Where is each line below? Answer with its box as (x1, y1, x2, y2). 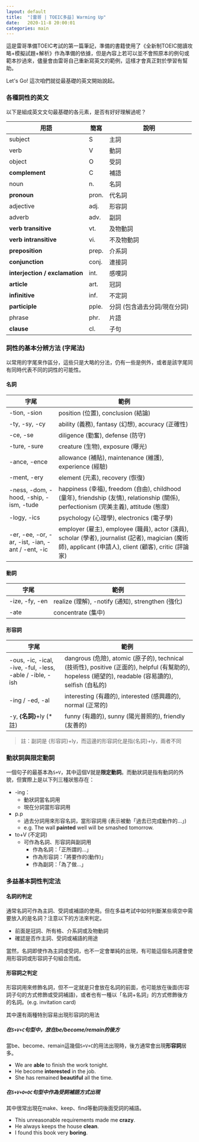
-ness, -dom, (9, 486, 47, 494)
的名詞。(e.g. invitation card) (6, 999, 76, 1006)
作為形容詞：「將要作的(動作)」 (32, 853, 107, 860)
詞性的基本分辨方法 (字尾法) (6, 344, 85, 353)
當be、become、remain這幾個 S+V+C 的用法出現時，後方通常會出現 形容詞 (6, 1042, 182, 1049)
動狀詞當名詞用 (23, 796, 60, 803)
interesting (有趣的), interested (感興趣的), (64, 692, 181, 700)
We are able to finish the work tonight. (14, 1062, 108, 1069)
